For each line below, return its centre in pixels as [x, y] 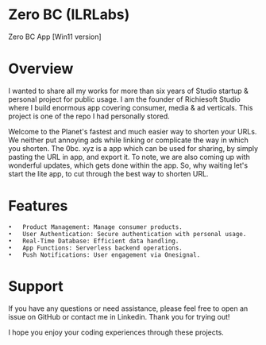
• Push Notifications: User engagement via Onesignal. [104, 255]
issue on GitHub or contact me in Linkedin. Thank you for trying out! [119, 316]
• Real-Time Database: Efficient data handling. [94, 241]
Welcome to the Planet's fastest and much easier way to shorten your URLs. [133, 131]
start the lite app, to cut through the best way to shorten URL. [108, 173]
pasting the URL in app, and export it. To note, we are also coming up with [129, 157]
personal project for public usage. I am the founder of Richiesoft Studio [124, 99]
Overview [41, 69]
